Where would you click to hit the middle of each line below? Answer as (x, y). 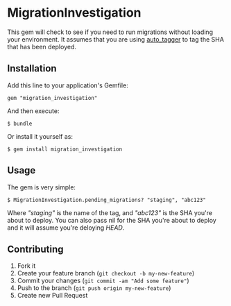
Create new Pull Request (52, 296)
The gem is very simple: (42, 187)
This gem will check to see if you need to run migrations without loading (110, 32)
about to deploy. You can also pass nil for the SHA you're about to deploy (112, 220)
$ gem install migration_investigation (65, 149)
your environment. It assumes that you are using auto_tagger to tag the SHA (115, 39)
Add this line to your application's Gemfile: (68, 85)
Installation (32, 68)
